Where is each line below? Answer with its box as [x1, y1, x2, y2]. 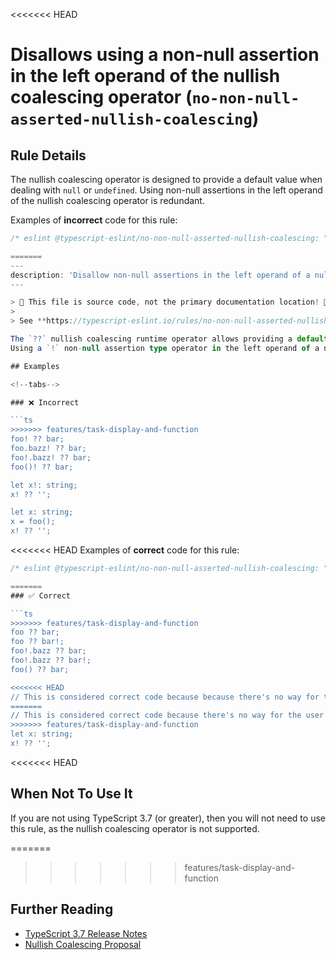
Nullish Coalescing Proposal [24, 938, 142, 950]
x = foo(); [10, 517, 56, 527]
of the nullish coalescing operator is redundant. [10, 195, 205, 206]
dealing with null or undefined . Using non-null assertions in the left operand [10, 184, 323, 196]
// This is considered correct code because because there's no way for [10, 692, 320, 702]
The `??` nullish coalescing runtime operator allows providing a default [10, 334, 329, 344]
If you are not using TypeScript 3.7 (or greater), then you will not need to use [10, 812, 326, 824]
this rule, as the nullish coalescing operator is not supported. [10, 822, 260, 834]
